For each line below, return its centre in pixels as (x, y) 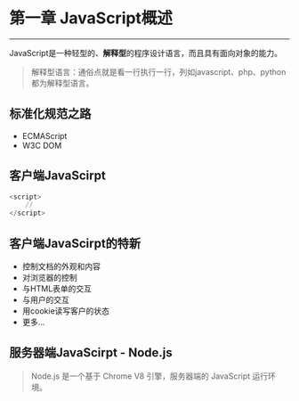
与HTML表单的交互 (57, 289)
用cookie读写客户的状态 (65, 311)
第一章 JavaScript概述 (91, 18)
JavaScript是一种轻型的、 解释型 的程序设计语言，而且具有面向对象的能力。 (146, 53)
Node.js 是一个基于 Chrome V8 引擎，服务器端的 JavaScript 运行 (149, 376)
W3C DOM (42, 145)
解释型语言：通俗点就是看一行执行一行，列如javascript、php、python (158, 71)
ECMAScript (44, 135)
